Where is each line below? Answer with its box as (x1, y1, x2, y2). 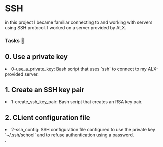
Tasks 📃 (5, 37, 25, 44)
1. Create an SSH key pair (5, 86, 85, 94)
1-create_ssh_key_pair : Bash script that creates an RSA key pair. (11, 99, 143, 105)
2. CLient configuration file (5, 113, 90, 122)
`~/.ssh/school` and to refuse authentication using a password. (5, 132, 134, 138)
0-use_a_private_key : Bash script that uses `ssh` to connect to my (11, 66, 147, 72)
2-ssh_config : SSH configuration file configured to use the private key (11, 127, 156, 133)
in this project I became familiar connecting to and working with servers (5, 19, 153, 25)
